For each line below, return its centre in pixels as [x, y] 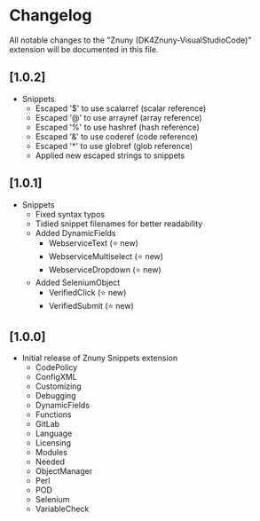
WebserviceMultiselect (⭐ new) [106, 256]
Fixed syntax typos [70, 214]
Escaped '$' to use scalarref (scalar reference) [121, 108]
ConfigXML [56, 377]
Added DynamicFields [75, 233]
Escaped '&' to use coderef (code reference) [116, 136]
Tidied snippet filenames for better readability [119, 224]
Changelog [51, 16]
